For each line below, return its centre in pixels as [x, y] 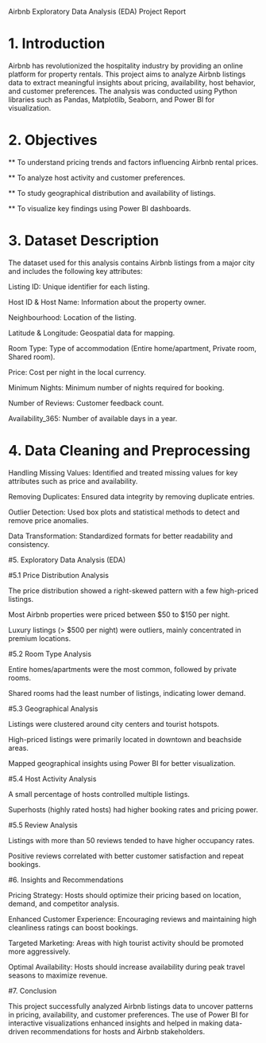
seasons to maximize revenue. [58, 975]
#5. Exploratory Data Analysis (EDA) [67, 560]
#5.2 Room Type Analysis [50, 654]
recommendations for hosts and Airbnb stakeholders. [118, 1031]
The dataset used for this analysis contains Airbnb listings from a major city [132, 263]
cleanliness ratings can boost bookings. [73, 928]
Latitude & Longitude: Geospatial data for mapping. [92, 333]
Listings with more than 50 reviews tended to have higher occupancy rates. [131, 840]
